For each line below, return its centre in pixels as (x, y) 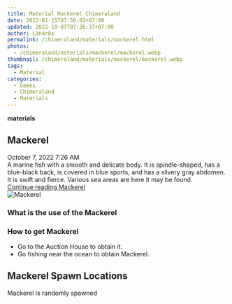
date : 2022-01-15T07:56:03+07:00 (56, 20)
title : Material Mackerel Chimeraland (64, 14)
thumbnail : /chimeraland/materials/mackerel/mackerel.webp (95, 60)
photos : (19, 46)
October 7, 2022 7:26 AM (43, 157)
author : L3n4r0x (31, 33)
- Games (25, 85)
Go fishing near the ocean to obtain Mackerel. (83, 254)
